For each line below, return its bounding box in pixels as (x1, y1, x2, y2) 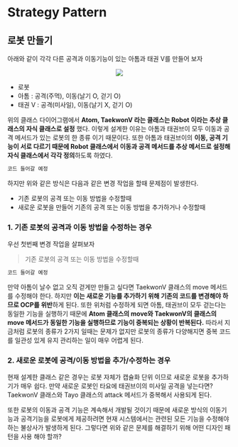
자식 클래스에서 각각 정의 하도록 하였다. (7, 151, 113, 160)
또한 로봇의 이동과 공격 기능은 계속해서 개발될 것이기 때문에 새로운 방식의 (7, 406, 208, 414)
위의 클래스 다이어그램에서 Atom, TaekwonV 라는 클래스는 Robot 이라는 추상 (7, 116, 222, 124)
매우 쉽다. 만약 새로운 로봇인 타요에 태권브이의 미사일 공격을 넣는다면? (20, 382, 213, 390)
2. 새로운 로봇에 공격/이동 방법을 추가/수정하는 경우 (7, 355, 171, 365)
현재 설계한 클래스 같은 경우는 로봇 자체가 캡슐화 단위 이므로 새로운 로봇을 (7, 373, 210, 382)
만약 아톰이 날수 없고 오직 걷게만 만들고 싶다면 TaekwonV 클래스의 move (7, 283, 210, 292)
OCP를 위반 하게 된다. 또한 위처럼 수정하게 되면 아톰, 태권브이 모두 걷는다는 (20, 301, 227, 309)
